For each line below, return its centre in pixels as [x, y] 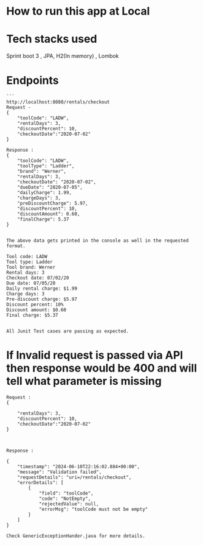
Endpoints [33, 81]
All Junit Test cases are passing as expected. [68, 331]
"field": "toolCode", [66, 493]
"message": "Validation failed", [60, 472]
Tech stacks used [52, 39]
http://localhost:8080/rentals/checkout [58, 102]
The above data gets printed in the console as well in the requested [98, 241]
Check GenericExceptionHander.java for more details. [76, 536]
